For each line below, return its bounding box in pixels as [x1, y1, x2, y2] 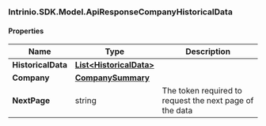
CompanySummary [74, 72, 150, 83]
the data [161, 105, 193, 116]
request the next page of [161, 95, 254, 106]
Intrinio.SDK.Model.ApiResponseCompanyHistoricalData [8, 6, 234, 17]
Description [185, 46, 231, 57]
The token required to [161, 86, 243, 97]
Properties [8, 26, 44, 36]
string [74, 95, 97, 106]
